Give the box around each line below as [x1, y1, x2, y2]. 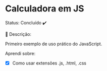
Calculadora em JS [5, 3, 84, 14]
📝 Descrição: [5, 31, 31, 37]
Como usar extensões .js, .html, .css [12, 60, 87, 66]
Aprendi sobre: [5, 50, 36, 56]
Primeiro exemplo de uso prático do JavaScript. [5, 41, 103, 47]
